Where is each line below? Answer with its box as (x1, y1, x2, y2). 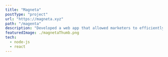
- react (9, 44, 26, 49)
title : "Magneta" (5, 7, 41, 12)
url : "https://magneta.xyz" (5, 16, 64, 21)
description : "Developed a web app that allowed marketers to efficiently (5, 26, 164, 31)
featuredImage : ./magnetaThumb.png (5, 30, 79, 35)
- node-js (9, 40, 30, 45)
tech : (5, 35, 16, 40)
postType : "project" (5, 12, 48, 17)
